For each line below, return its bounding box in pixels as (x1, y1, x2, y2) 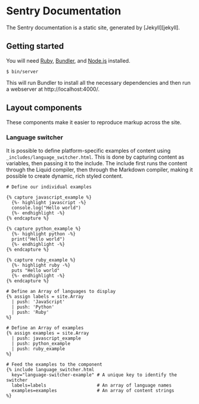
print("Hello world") (11, 236, 66, 242)
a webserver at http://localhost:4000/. (6, 85, 100, 92)
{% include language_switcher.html (6, 366, 95, 372)
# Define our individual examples (6, 184, 92, 190)
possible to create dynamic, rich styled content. (6, 172, 123, 180)
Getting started (6, 41, 64, 51)
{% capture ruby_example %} (6, 257, 76, 263)
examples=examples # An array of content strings (11, 387, 175, 393)
